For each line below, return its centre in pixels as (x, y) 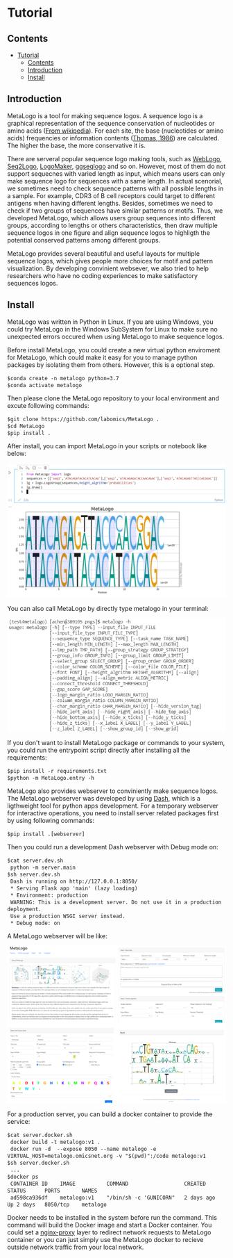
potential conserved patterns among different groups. (84, 240)
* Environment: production (49, 895)
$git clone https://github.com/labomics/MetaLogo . (83, 419)
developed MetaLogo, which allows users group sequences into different (112, 218)
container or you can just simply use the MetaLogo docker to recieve (105, 1239)
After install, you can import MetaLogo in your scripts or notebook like (107, 446)
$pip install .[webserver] (46, 834)
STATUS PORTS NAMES (52, 1191)
